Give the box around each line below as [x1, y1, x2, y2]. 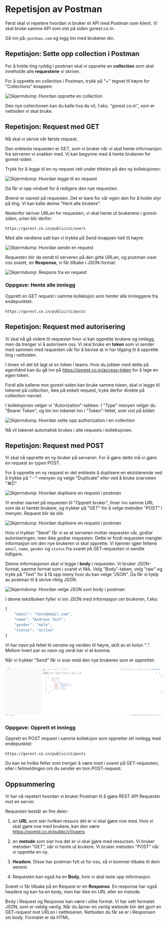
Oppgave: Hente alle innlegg [5, 281, 76, 288]
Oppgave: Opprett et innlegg [5, 724, 76, 731]
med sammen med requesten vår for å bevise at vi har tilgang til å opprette [5, 347, 159, 353]
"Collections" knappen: [5, 83, 53, 89]
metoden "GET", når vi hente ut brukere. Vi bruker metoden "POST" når [12, 844, 160, 849]
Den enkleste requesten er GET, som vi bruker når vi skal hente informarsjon [5, 145, 162, 151]
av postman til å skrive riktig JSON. [5, 577, 77, 583]
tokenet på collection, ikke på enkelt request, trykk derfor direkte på [5, 387, 145, 393]
